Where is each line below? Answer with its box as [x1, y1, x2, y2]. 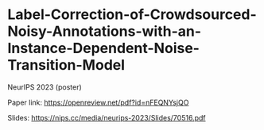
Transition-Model [7, 56, 125, 75]
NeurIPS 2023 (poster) [7, 82, 83, 92]
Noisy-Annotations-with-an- [7, 22, 202, 40]
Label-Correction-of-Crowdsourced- [7, 6, 258, 24]
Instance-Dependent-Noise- [7, 40, 200, 57]
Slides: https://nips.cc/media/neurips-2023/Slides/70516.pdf [7, 113, 206, 122]
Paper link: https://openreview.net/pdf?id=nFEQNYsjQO [7, 97, 189, 107]
